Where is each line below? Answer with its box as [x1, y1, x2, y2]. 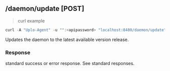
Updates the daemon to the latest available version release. [5, 36, 129, 42]
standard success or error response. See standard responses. [5, 60, 135, 66]
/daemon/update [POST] [5, 4, 84, 13]
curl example [17, 17, 45, 23]
